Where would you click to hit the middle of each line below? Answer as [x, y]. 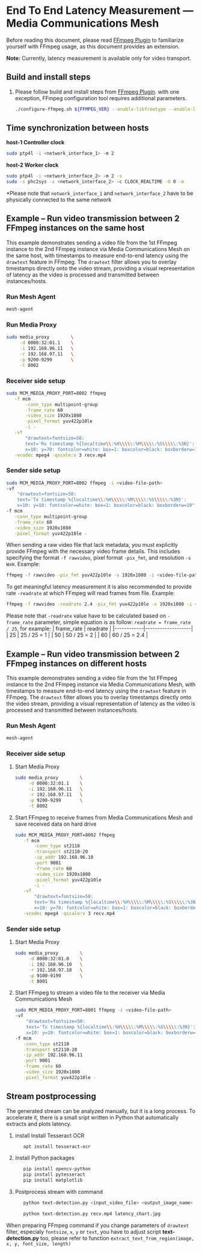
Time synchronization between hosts [78, 128]
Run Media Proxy [32, 325]
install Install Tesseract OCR [50, 1135]
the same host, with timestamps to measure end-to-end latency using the [97, 255]
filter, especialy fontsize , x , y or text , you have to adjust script [84, 1231]
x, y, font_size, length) [38, 1244]
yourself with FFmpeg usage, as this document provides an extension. [93, 46]
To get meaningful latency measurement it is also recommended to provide [99, 587]
